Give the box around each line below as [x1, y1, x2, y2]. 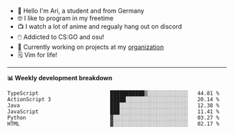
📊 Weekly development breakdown [7, 74, 113, 82]
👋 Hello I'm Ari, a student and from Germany [17, 7, 145, 15]
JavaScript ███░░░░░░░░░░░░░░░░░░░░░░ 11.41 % [7, 108, 219, 115]
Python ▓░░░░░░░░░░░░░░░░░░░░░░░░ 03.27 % [7, 114, 219, 121]
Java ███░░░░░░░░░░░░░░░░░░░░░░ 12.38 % [7, 102, 219, 109]
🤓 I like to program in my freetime [17, 14, 114, 22]
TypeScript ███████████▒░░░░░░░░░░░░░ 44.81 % [7, 90, 219, 97]
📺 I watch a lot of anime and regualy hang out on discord [17, 22, 182, 31]
